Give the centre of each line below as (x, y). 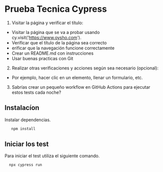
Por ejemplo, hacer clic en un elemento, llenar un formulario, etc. (77, 77)
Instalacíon (22, 108)
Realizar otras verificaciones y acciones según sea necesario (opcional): (85, 68)
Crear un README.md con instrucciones (53, 53)
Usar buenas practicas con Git (42, 58)
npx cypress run (26, 165)
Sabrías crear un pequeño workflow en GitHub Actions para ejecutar (81, 87)
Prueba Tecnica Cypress (56, 9)
